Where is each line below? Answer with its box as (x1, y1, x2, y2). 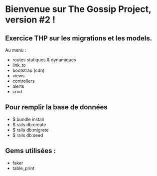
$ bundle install (12, 116, 44, 122)
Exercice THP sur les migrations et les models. (5, 34, 153, 42)
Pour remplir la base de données (5, 103, 108, 112)
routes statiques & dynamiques (12, 57, 76, 63)
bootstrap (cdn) (12, 67, 45, 73)
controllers (12, 78, 35, 84)
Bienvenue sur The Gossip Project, (5, 3, 152, 15)
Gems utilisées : (5, 147, 56, 155)
